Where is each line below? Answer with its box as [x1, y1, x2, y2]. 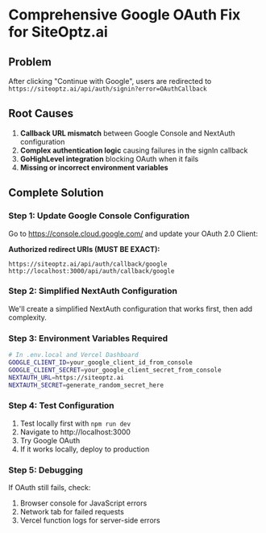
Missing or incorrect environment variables [19, 162, 168, 172]
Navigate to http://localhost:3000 [19, 426, 131, 437]
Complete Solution [8, 186, 104, 199]
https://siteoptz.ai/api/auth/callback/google [8, 260, 168, 268]
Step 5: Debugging [8, 464, 83, 476]
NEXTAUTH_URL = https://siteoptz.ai [8, 373, 125, 381]
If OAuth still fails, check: [8, 483, 91, 493]
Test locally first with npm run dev [19, 418, 131, 428]
